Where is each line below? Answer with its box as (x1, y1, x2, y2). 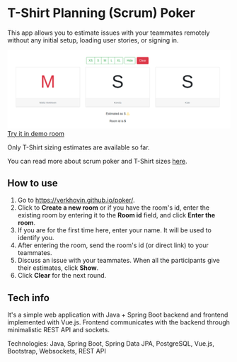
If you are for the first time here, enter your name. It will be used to (17, 226, 212, 234)
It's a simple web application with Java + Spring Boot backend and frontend (7, 310, 229, 319)
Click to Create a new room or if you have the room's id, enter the (17, 203, 210, 212)
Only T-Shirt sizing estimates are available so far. (7, 143, 150, 152)
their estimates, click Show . (17, 264, 99, 272)
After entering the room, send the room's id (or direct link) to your (17, 241, 209, 249)
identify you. (17, 234, 54, 242)
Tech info (7, 292, 50, 304)
